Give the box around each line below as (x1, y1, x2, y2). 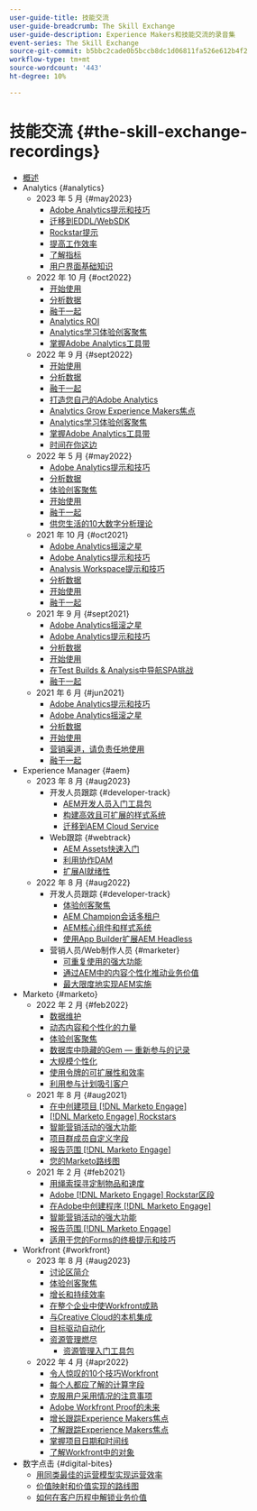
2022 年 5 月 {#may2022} (35, 450, 133, 461)
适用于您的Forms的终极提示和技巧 (49, 1234, 176, 1245)
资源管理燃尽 (49, 1333, 97, 1344)
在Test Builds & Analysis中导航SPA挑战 (49, 664, 194, 675)
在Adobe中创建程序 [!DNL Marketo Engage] (49, 1200, 212, 1211)
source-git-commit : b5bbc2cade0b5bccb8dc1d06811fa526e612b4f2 (9, 47, 248, 56)
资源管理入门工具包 (62, 1345, 135, 1356)
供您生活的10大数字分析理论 (49, 517, 153, 528)
